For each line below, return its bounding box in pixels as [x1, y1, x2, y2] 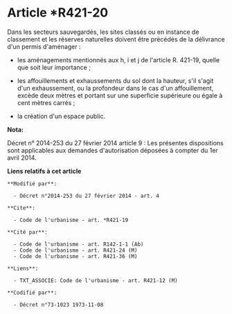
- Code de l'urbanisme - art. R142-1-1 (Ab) [13, 241, 144, 248]
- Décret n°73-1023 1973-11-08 [13, 301, 104, 308]
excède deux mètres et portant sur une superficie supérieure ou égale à [17, 91, 223, 100]
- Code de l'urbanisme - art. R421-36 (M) [13, 252, 138, 260]
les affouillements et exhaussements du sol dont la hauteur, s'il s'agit [17, 76, 214, 84]
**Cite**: [7, 204, 36, 212]
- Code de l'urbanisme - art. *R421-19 [13, 216, 129, 223]
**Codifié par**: [7, 289, 57, 296]
